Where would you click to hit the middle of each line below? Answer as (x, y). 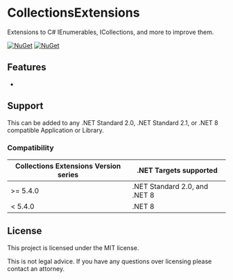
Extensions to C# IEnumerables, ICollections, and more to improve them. (111, 32)
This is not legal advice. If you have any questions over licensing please (110, 261)
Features (27, 67)
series (68, 174)
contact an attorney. (36, 268)
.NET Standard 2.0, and (170, 186)
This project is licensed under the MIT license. (73, 247)
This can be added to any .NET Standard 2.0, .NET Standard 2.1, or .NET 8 (113, 122)
